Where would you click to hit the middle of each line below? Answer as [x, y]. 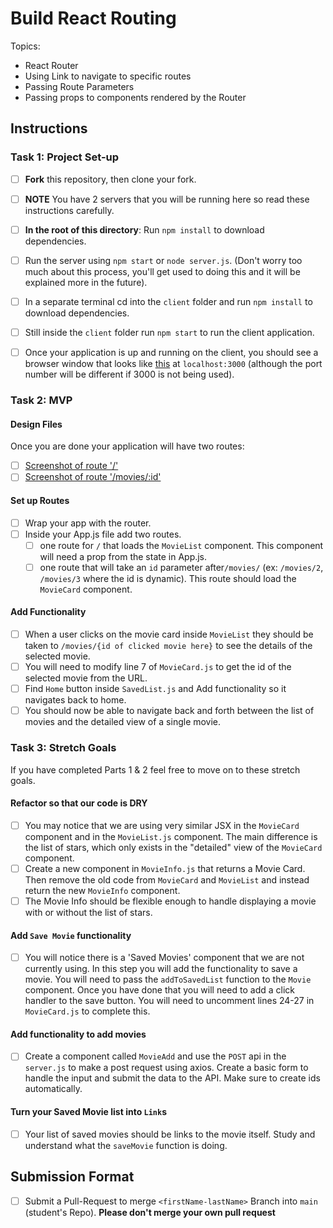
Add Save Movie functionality [71, 935]
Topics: [25, 46]
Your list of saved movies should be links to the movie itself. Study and [170, 1134]
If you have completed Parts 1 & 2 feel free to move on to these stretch [155, 769]
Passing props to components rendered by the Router [135, 97]
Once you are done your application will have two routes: [127, 446]
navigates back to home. [75, 700]
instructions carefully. [69, 210]
